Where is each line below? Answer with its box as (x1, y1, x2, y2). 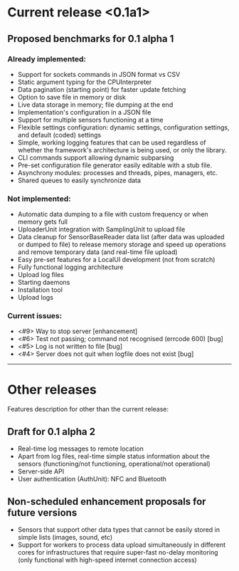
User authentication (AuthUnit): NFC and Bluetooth (17, 475, 167, 483)
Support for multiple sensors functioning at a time (17, 115, 164, 124)
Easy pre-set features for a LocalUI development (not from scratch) (17, 256, 216, 264)
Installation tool (17, 285, 63, 294)
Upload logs (17, 293, 53, 302)
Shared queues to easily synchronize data (17, 176, 141, 184)
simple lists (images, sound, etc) (17, 533, 113, 542)
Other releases (7, 382, 97, 397)
